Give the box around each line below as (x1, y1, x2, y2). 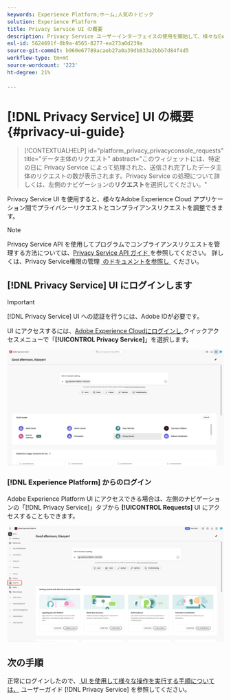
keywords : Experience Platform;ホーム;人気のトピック (7, 11, 154, 18)
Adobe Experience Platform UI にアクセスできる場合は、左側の (7, 495, 184, 503)
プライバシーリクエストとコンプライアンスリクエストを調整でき (36, 203, 218, 212)
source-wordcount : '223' (7, 62, 78, 69)
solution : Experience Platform (7, 18, 97, 25)
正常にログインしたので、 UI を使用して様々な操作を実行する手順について (7, 677, 215, 685)
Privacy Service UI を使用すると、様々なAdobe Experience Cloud (7, 195, 192, 203)
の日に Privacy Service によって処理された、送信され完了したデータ (23, 163, 217, 172)
